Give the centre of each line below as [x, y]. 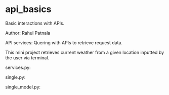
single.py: [15, 77]
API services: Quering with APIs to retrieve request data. [64, 42]
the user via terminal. [27, 58]
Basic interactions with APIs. [35, 23]
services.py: [18, 67]
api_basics [28, 9]
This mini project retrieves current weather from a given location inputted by [85, 52]
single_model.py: [23, 87]
